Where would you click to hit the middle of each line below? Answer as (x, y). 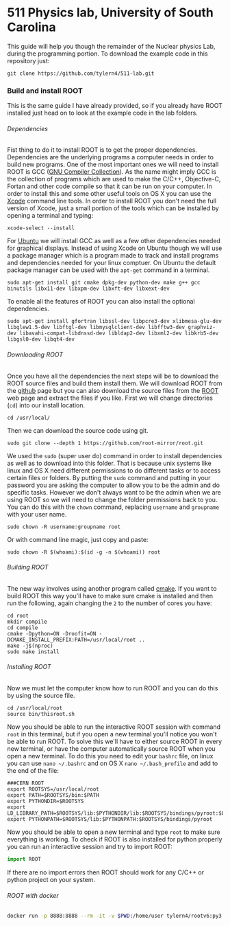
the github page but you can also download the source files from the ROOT (113, 390)
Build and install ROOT (45, 91)
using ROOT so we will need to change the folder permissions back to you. (112, 499)
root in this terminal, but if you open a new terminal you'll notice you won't (112, 734)
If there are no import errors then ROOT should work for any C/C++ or (105, 872)
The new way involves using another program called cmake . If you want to (112, 588)
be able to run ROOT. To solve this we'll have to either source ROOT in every (115, 742)
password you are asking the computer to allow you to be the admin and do (114, 485)
